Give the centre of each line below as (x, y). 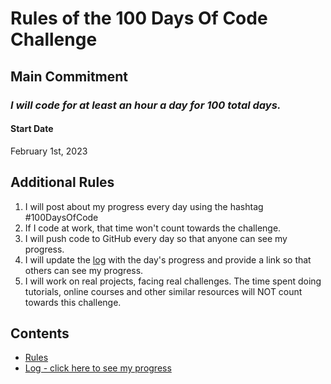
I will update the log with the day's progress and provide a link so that (168, 259)
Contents (40, 333)
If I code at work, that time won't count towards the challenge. (153, 228)
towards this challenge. (73, 302)
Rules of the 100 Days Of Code (139, 18)
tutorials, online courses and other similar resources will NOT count (163, 291)
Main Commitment (69, 76)
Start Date (32, 129)
